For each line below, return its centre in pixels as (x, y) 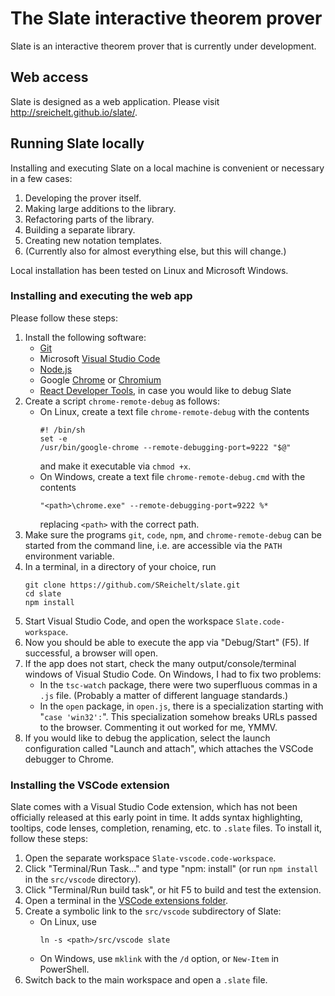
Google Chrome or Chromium (100, 379)
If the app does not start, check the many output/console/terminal (160, 663)
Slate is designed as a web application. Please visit (115, 101)
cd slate (43, 593)
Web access (49, 77)
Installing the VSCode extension (90, 785)
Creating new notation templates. (93, 240)
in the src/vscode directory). (83, 879)
